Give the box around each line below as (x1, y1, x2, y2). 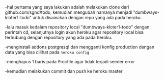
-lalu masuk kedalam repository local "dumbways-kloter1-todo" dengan (5, 24, 150, 30)
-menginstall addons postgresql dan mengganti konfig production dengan (5, 44, 155, 50)
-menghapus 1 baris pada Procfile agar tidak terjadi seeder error (5, 59, 135, 64)
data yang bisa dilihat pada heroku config (5, 49, 89, 55)
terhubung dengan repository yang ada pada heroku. (5, 34, 112, 40)
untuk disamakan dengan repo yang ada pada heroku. (32, 15, 142, 20)
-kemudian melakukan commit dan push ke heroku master (5, 68, 123, 74)
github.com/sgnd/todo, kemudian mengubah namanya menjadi (5, 9, 133, 15)
